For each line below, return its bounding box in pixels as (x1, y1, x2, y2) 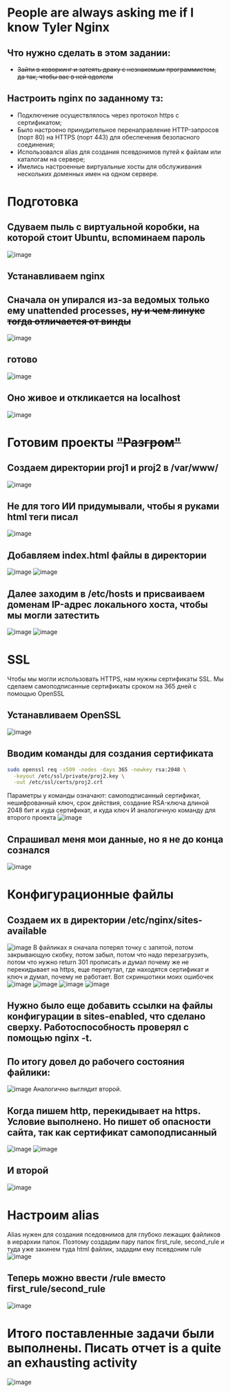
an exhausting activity (7, 1355, 138, 1370)
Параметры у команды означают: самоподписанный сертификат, (7, 791, 201, 800)
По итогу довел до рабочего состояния (7, 1055, 185, 1068)
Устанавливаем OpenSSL (7, 709, 121, 721)
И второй (7, 1165, 49, 1177)
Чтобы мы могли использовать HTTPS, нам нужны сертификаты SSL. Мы (7, 675, 224, 683)
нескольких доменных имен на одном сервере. (17, 169, 159, 177)
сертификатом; (17, 118, 62, 126)
